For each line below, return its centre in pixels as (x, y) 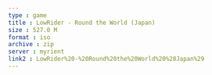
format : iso (29, 37)
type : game (27, 15)
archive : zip (31, 45)
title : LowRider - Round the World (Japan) (82, 23)
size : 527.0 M (33, 30)
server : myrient (36, 52)
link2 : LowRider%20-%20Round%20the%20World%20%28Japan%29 (106, 59)
